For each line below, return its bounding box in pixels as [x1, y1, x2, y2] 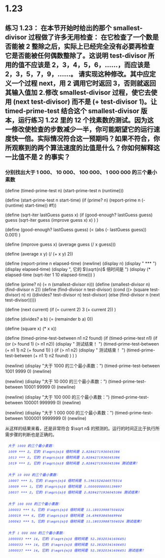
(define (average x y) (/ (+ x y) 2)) [5, 251, 74, 257]
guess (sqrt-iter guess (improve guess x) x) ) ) [5, 217, 99, 223]
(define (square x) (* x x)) [5, 325, 57, 331]
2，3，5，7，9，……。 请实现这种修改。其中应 [5, 70, 150, 78]
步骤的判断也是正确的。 [9, 431, 57, 438]
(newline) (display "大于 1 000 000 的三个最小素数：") [5, 410, 114, 415]
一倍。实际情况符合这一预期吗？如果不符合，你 [18, 134, 160, 143]
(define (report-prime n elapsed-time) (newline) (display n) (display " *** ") [5, 260, 157, 266]
